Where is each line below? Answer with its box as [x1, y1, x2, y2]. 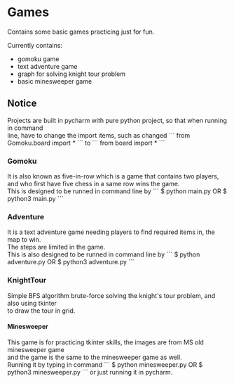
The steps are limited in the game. [7, 243, 106, 252]
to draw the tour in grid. [7, 306, 76, 315]
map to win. [7, 235, 41, 244]
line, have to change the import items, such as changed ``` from [7, 131, 191, 139]
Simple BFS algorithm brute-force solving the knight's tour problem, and [7, 291, 216, 299]
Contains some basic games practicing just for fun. [7, 27, 155, 36]
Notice [7, 98, 37, 110]
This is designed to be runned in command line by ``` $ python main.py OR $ [7, 187, 228, 195]
